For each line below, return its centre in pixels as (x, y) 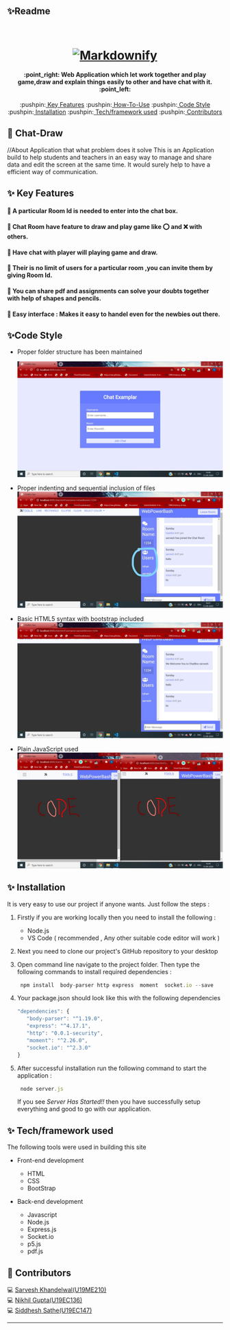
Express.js (42, 1229)
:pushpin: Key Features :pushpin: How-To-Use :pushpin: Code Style (115, 104)
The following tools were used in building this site (77, 1147)
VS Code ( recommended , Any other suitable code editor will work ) (124, 938)
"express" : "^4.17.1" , (59, 1026)
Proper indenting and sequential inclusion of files (86, 488)
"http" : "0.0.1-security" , (65, 1033)
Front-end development (50, 1161)
